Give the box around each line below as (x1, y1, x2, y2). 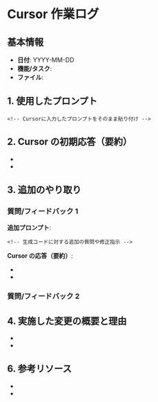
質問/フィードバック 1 (7, 206, 79, 216)
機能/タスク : (17, 64, 52, 73)
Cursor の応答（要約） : (7, 252, 74, 260)
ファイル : (17, 73, 43, 81)
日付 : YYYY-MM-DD (17, 56, 75, 64)
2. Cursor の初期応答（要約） (7, 136, 132, 148)
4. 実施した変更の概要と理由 (7, 315, 127, 326)
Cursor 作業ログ (7, 6, 99, 22)
